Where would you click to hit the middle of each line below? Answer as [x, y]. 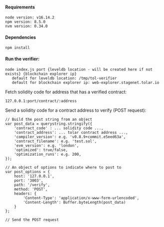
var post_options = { [28, 172]
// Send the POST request [32, 220]
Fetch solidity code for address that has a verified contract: [66, 92]
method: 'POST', [31, 189]
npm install [17, 48]
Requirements [20, 7]
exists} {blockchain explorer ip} [41, 74]
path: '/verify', [32, 185]
